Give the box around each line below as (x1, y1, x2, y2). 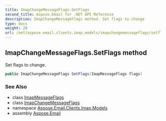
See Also (5, 83, 27, 90)
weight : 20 (5, 26, 28, 31)
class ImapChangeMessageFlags (12, 100, 80, 106)
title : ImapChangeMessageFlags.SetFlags (5, 7, 90, 12)
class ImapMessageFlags (12, 94, 64, 100)
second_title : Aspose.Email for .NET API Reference (5, 12, 114, 17)
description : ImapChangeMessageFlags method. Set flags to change (5, 16, 145, 21)
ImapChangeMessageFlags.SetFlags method (5, 49, 147, 57)
